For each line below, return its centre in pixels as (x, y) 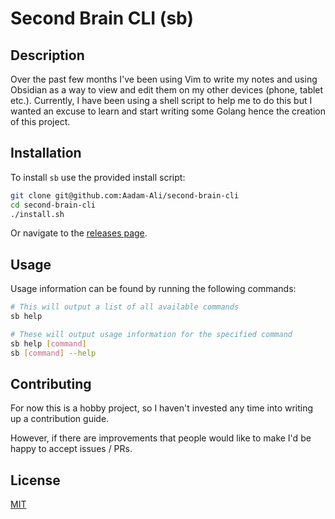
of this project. (40, 121)
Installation (46, 153)
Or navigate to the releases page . (79, 233)
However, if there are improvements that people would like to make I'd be (161, 438)
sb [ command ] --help (53, 353)
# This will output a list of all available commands (125, 307)
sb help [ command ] (48, 343)
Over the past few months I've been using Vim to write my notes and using (164, 79)
